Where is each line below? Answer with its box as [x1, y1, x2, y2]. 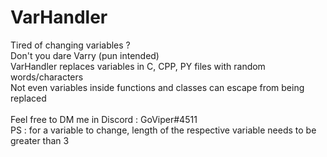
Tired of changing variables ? [10, 39, 131, 51]
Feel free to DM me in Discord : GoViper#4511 [10, 113, 198, 125]
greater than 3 [10, 134, 70, 146]
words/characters [10, 71, 84, 83]
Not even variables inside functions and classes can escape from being [10, 81, 305, 93]
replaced [10, 92, 47, 104]
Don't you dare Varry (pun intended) [10, 49, 160, 61]
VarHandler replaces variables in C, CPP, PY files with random [10, 60, 266, 72]
